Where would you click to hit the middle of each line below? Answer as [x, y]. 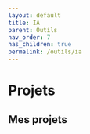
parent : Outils [33, 30]
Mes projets [38, 120]
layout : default [34, 15]
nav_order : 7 [29, 37]
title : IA [24, 23]
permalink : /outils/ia [45, 52]
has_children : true [40, 45]
